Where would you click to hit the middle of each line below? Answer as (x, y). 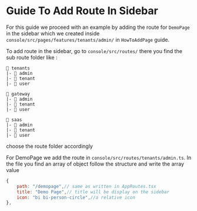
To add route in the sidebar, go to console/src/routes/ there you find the (94, 51)
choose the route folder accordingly (49, 146)
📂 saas (14, 120)
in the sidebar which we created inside (53, 33)
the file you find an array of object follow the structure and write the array (95, 164)
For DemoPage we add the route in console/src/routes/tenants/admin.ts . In (99, 157)
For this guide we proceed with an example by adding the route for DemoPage (98, 27)
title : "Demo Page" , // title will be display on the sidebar (93, 192)
